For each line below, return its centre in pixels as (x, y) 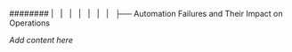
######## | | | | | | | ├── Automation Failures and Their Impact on (146, 14)
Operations (30, 23)
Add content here (41, 40)
